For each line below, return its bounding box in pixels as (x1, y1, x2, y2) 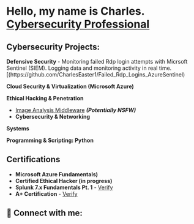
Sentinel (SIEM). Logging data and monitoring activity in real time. (6, 64, 172, 72)
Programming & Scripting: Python (6, 136, 94, 144)
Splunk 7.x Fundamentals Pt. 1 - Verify (15, 184, 113, 191)
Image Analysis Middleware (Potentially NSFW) (15, 106, 136, 114)
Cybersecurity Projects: (6, 42, 100, 52)
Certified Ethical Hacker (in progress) (15, 177, 113, 184)
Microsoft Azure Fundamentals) (15, 170, 99, 178)
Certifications (6, 154, 61, 165)
